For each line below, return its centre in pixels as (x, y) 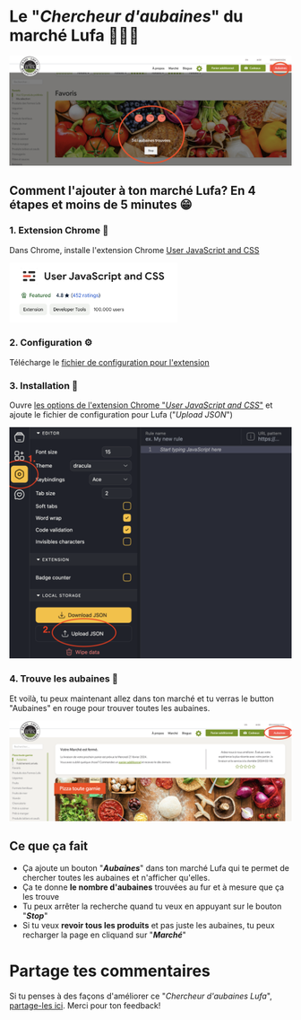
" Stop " (35, 915)
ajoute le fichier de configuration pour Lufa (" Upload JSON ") (121, 415)
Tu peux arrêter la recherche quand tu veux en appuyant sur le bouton (152, 906)
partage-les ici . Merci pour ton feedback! (85, 1005)
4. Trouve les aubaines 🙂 (64, 679)
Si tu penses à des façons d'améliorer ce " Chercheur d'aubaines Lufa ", (141, 996)
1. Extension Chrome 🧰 (59, 231)
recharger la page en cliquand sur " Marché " (104, 935)
